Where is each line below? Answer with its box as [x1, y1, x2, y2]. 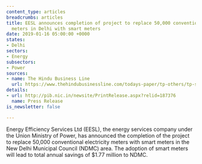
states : [6, 37, 26, 43]
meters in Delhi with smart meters [11, 25, 101, 32]
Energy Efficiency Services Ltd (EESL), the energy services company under [6, 126, 193, 133]
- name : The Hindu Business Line [6, 76, 90, 82]
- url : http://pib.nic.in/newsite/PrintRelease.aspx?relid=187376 [6, 93, 176, 99]
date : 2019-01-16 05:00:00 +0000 [6, 31, 90, 37]
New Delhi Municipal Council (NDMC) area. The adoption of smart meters [6, 145, 188, 152]
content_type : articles [6, 8, 66, 15]
